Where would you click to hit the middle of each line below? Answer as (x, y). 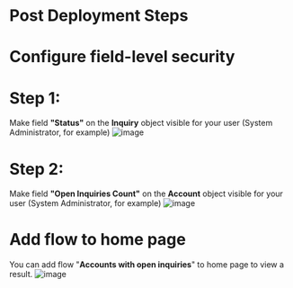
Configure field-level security (122, 57)
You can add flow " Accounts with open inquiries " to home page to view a (147, 265)
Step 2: (37, 169)
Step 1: (35, 98)
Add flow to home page (98, 240)
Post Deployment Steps (99, 16)
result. (21, 274)
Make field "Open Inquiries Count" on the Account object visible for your (146, 193)
